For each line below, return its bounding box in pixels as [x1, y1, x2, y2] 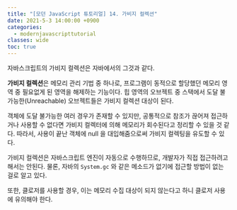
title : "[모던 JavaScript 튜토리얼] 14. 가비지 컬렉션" [7, 10, 158, 18]
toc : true [7, 43, 37, 50]
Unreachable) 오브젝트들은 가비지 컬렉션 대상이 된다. [26, 96, 174, 105]
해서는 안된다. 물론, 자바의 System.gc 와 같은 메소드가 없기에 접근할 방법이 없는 [7, 162, 224, 170]
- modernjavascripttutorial [13, 30, 97, 38]
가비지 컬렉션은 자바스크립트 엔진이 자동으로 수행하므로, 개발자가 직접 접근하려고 [7, 153, 229, 162]
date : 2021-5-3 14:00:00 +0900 [7, 17, 100, 24]
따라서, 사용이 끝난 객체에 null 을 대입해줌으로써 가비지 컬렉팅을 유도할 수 [16, 129, 217, 138]
